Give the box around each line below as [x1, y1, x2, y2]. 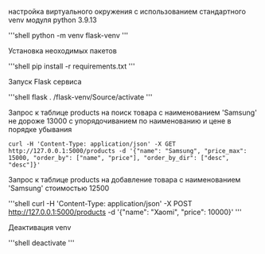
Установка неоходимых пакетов [8, 46, 117, 55]
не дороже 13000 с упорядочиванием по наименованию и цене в [8, 116, 232, 126]
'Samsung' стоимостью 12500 [8, 183, 110, 193]
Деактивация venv [8, 223, 72, 232]
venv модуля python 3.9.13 [8, 15, 97, 25]
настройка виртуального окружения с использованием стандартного [8, 7, 247, 16]
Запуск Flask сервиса [8, 77, 82, 86]
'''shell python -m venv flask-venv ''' [8, 31, 129, 40]
